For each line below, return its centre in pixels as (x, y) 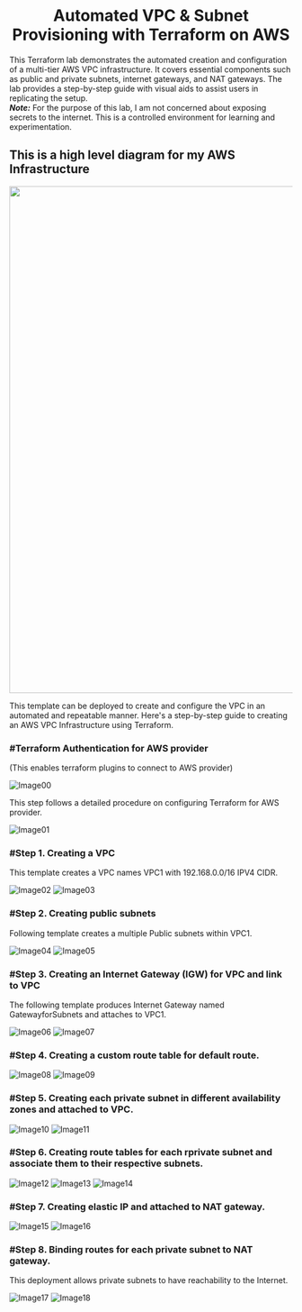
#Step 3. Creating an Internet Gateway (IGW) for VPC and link (146, 974)
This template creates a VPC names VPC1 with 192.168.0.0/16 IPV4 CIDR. (144, 873)
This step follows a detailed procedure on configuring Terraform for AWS (144, 803)
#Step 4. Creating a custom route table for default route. (134, 1055)
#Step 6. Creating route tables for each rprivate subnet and (141, 1153)
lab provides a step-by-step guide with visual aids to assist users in (134, 88)
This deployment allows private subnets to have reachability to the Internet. (149, 1280)
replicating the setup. (49, 98)
